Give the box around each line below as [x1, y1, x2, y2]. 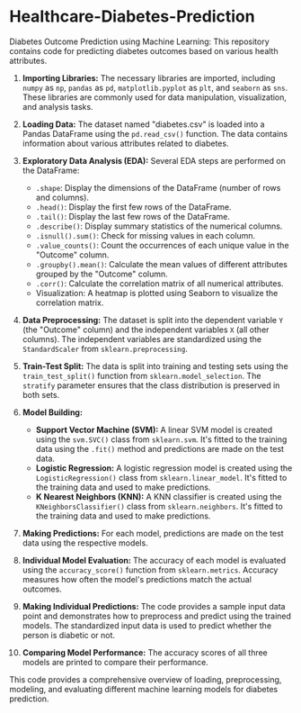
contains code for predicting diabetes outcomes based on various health [9, 45, 279, 56]
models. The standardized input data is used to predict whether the [22, 619, 272, 631]
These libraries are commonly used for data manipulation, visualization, [22, 92, 288, 103]
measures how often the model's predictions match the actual [22, 573, 252, 584]
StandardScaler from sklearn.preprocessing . [22, 343, 189, 354]
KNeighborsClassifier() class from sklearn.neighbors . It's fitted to [35, 501, 283, 511]
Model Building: [22, 407, 84, 418]
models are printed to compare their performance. [22, 656, 208, 667]
